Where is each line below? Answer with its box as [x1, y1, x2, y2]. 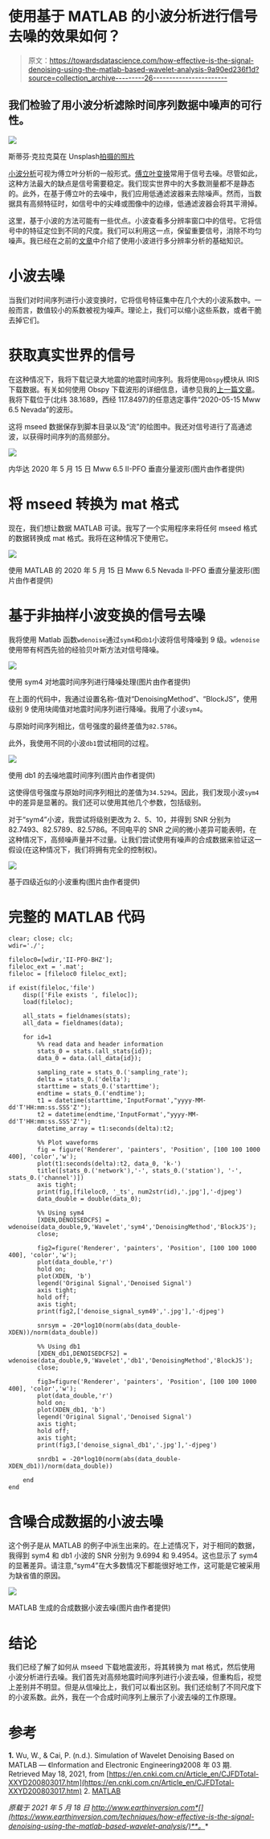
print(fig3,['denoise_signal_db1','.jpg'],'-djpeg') [37, 1441, 218, 1449]
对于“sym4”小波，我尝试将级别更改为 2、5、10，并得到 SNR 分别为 [8, 814, 231, 824]
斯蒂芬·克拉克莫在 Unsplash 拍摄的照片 [8, 151, 135, 161]
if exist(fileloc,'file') [8, 984, 95, 993]
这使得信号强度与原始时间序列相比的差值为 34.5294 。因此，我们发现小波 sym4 [8, 787, 260, 797]
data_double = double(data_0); [37, 1195, 142, 1203]
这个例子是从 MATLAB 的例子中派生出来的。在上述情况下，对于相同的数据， [8, 1541, 260, 1550]
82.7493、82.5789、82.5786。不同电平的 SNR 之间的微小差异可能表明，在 [8, 825, 257, 834]
